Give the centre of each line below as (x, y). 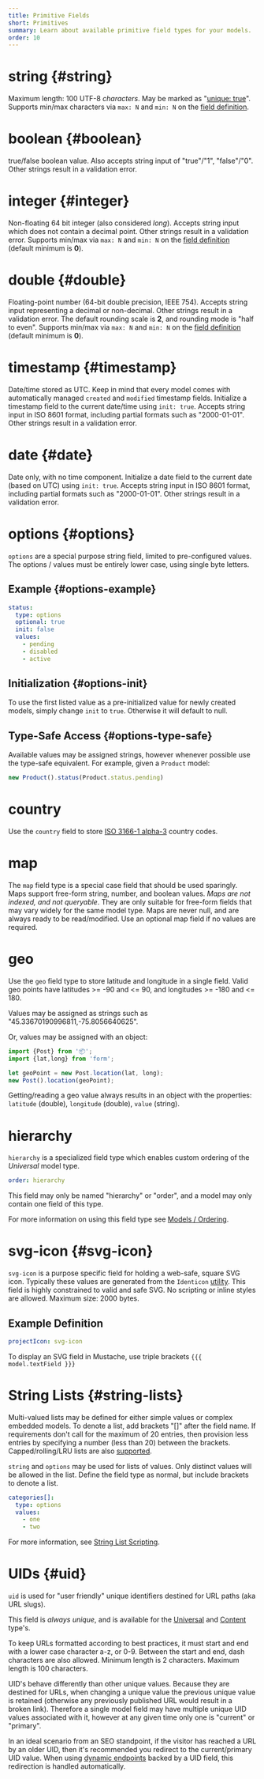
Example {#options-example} (82, 589)
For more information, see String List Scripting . (84, 1542)
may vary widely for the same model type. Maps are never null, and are (124, 910)
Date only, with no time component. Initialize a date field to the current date (130, 477)
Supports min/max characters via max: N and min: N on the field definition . (129, 107)
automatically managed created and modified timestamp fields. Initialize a (127, 398)
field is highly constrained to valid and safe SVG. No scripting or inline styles (132, 1290)
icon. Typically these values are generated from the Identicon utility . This (127, 1282)
